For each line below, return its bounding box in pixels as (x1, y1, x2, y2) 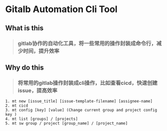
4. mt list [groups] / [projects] (5, 116, 78, 122)
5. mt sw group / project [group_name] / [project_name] (5, 121, 128, 126)
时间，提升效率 (23, 47, 60, 54)
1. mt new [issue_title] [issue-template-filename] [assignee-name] (5, 99, 153, 104)
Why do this (5, 63, 44, 72)
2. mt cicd (5, 103, 28, 108)
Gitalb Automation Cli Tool (5, 4, 118, 15)
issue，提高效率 (17, 87, 58, 94)
